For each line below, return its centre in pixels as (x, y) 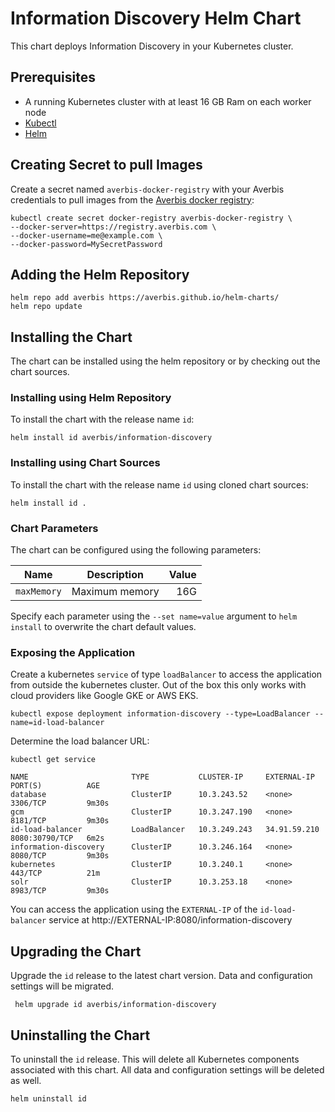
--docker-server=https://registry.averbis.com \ (113, 227)
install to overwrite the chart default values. (103, 627)
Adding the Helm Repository (100, 274)
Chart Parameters (54, 528)
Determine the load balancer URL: (80, 741)
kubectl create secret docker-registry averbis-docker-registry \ (151, 218)
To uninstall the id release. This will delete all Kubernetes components (155, 1059)
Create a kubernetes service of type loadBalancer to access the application (166, 674)
